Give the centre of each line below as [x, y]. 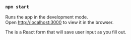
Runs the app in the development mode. [47, 17]
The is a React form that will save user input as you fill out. [66, 32]
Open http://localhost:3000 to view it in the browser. [59, 22]
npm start [17, 7]
